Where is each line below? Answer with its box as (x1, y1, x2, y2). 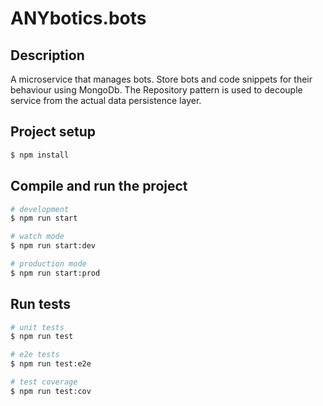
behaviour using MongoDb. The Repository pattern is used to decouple (10, 84, 303, 96)
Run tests (10, 296, 71, 313)
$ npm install (10, 150, 70, 160)
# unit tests (10, 322, 65, 332)
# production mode (10, 259, 87, 269)
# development (10, 204, 70, 214)
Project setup (10, 123, 97, 141)
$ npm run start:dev (10, 241, 97, 251)
